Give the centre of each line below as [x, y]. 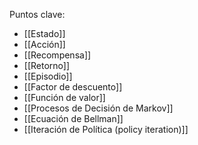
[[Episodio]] [48, 76]
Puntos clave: [37, 14]
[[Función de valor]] [64, 97]
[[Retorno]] [47, 65]
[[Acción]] [44, 44]
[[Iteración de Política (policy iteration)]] [106, 129]
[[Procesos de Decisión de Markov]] [98, 108]
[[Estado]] [44, 33]
